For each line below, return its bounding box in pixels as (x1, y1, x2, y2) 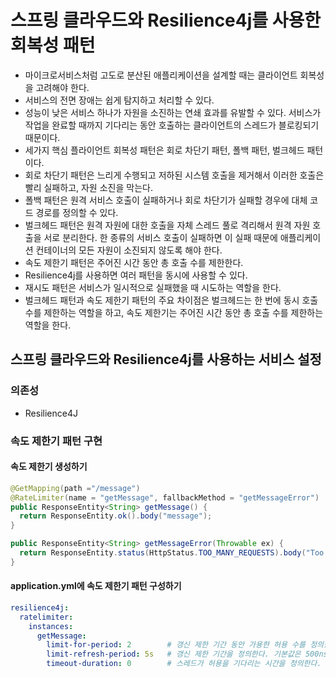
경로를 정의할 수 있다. (35, 206, 119, 218)
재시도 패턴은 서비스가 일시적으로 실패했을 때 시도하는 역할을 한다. (24, 281, 282, 293)
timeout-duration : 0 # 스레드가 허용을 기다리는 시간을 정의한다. (46, 659, 322, 669)
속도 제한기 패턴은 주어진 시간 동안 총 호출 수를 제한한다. (24, 256, 244, 268)
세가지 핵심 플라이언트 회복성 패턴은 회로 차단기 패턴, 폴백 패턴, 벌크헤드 (24, 144, 305, 156)
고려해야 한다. (35, 81, 90, 93)
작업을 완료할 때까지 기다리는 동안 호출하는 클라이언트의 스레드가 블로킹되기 (24, 119, 320, 131)
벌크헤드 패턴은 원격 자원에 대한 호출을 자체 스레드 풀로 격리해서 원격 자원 (24, 219, 311, 231)
